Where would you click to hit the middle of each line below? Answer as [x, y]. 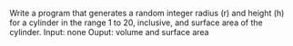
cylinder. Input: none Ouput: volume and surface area [109, 32]
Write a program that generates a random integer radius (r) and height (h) [147, 13]
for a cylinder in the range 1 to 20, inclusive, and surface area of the [136, 23]
